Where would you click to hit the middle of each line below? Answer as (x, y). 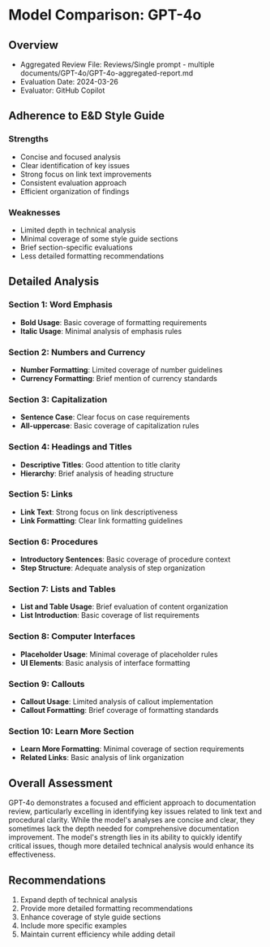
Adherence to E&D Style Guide (86, 116)
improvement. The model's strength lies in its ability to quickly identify (125, 837)
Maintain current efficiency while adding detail (98, 934)
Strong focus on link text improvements (86, 174)
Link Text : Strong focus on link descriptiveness (99, 512)
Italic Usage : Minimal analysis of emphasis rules (101, 331)
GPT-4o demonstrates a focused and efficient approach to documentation (133, 803)
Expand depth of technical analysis (79, 899)
